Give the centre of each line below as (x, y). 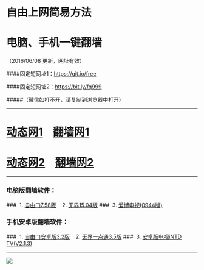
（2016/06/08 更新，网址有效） (46, 61)
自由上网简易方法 (49, 12)
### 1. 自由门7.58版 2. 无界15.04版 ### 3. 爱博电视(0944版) (84, 205)
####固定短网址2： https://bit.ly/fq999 (54, 87)
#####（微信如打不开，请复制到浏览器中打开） (65, 100)
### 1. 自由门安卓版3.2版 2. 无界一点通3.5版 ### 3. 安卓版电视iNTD (94, 236)
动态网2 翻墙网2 (50, 162)
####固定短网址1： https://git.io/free (51, 74)
